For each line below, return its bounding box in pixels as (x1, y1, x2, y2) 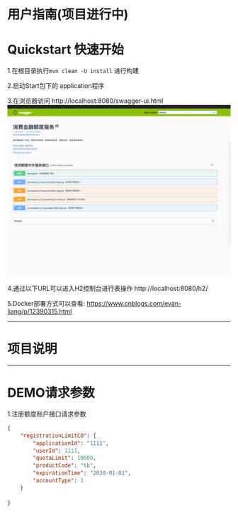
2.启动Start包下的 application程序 (7, 82, 105, 90)
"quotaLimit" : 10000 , (33, 455, 97, 462)
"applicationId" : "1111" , (33, 439, 110, 447)
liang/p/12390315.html (7, 307, 72, 316)
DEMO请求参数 (7, 385, 95, 401)
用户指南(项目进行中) (7, 6, 129, 23)
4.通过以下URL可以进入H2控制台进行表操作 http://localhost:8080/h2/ (7, 285, 208, 292)
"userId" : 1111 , (33, 447, 81, 454)
